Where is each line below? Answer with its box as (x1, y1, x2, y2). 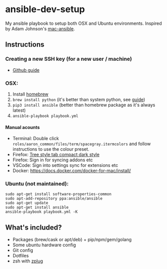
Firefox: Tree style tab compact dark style (12, 152, 100, 158)
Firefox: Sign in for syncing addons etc (12, 157, 93, 163)
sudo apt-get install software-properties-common (5, 192, 112, 197)
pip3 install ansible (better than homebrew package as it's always (12, 102, 155, 108)
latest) (12, 107, 26, 113)
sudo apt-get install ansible (5, 205, 69, 210)
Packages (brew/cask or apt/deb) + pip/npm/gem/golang (12, 237, 132, 243)
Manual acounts (5, 124, 40, 130)
